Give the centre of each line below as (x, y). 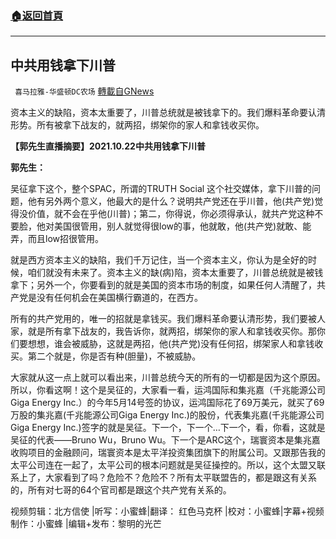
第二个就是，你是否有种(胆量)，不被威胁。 (114, 356)
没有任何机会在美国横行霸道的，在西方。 (119, 298)
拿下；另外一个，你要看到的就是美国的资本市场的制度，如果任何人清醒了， (163, 285)
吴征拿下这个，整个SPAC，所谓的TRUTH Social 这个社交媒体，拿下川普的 (161, 189)
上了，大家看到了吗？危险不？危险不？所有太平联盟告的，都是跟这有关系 (167, 478)
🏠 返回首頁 (37, 15)
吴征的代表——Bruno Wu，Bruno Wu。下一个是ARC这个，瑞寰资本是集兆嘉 (165, 440)
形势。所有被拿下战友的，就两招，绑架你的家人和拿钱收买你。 (137, 125)
